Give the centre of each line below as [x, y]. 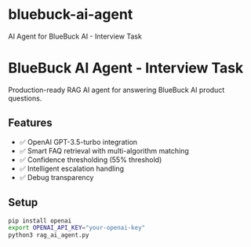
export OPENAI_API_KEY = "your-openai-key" [77, 228]
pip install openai [40, 221]
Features [30, 123]
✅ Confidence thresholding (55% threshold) [91, 160]
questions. [25, 98]
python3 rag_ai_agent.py [49, 235]
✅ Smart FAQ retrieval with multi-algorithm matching [104, 150]
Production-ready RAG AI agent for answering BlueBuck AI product [116, 90]
